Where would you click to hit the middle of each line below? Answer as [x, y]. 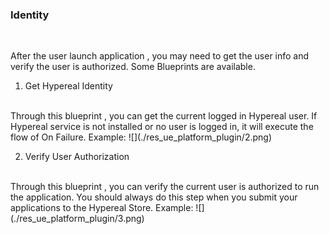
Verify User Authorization [77, 157]
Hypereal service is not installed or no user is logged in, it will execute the [162, 127]
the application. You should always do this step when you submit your [154, 197]
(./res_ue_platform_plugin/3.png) [77, 219]
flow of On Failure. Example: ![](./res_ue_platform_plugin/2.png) [141, 137]
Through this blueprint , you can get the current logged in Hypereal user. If [164, 116]
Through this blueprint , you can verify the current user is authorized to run [165, 187]
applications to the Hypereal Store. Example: [102, 208]
